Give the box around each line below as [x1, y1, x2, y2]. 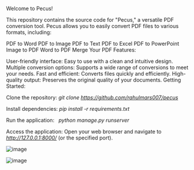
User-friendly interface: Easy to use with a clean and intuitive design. [6, 58, 173, 64]
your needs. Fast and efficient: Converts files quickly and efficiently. [6, 70, 171, 77]
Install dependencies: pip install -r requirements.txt [6, 106, 130, 112]
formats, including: [6, 29, 52, 36]
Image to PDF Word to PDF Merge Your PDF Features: [6, 46, 136, 53]
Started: [6, 83, 26, 90]
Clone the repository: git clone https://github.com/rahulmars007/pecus [6, 94, 178, 101]
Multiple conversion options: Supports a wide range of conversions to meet [6, 64, 189, 71]
